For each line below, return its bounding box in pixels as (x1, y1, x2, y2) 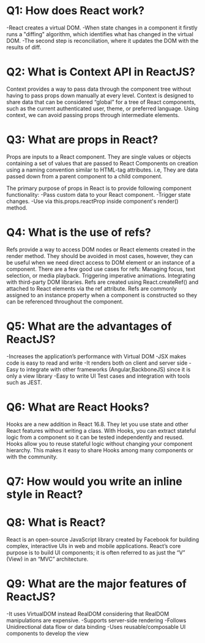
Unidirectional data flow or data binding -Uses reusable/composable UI (6, 623, 186, 630)
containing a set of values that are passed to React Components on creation (6, 159, 198, 167)
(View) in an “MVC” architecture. (6, 555, 89, 563)
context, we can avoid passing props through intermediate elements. (6, 111, 180, 118)
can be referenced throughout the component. (6, 298, 124, 305)
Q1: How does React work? (6, 4, 145, 18)
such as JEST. (6, 378, 42, 386)
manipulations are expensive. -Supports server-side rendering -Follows (6, 617, 187, 624)
